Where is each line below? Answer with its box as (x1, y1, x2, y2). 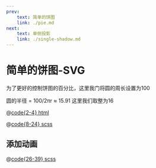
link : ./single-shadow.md (17, 36, 81, 42)
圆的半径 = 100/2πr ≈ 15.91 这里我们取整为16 (6, 97, 114, 104)
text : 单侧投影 (17, 31, 51, 37)
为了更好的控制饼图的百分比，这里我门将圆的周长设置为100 (6, 84, 150, 91)
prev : (6, 8, 20, 15)
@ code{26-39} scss (6, 155, 56, 162)
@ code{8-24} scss (6, 120, 53, 128)
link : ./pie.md (17, 20, 55, 26)
